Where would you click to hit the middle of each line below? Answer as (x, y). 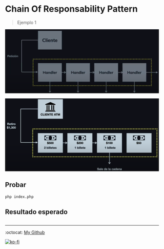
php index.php (20, 197)
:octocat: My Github (25, 232)
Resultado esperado (36, 212)
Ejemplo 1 (27, 22)
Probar (16, 185)
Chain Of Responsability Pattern (72, 9)
